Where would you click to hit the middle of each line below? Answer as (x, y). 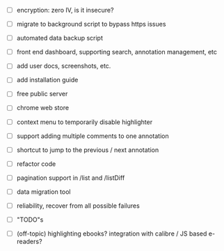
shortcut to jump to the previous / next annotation (88, 150)
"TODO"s (30, 220)
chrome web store (43, 108)
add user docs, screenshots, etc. (64, 66)
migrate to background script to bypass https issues (91, 24)
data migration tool (43, 192)
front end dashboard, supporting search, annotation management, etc (117, 52)
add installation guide (47, 80)
